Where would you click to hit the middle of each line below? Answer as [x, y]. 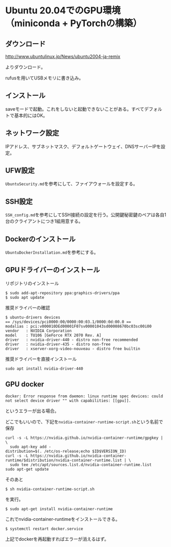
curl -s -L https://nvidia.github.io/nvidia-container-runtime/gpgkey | [84, 438]
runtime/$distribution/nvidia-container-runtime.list [64, 460]
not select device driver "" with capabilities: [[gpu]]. [68, 400]
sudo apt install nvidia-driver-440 [44, 369]
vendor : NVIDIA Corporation [39, 331]
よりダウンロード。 [26, 67]
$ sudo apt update [25, 297]
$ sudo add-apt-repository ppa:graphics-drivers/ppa [63, 293]
